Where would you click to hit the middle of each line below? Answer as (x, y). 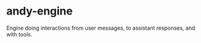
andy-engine (40, 11)
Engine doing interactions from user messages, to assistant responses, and (101, 28)
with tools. (19, 34)
